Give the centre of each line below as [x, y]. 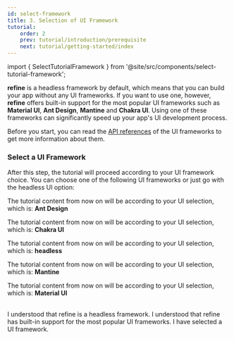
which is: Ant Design [38, 209]
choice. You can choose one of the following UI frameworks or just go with [116, 180]
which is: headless [35, 251]
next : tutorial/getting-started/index [77, 47]
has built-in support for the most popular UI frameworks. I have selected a [115, 322]
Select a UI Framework [47, 157]
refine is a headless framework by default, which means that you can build [116, 88]
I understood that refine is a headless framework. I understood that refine [114, 314]
